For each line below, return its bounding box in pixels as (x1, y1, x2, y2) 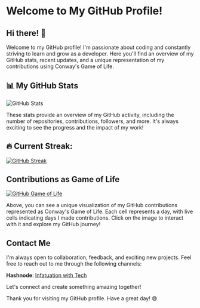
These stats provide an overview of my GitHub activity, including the (6, 111, 174, 118)
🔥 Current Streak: (6, 141, 73, 152)
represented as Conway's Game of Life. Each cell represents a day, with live (6, 208, 193, 215)
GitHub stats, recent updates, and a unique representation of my (6, 57, 165, 63)
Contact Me (6, 238, 51, 248)
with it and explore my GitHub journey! (6, 221, 101, 228)
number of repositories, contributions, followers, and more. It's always (6, 118, 179, 125)
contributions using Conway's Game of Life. (6, 63, 115, 70)
